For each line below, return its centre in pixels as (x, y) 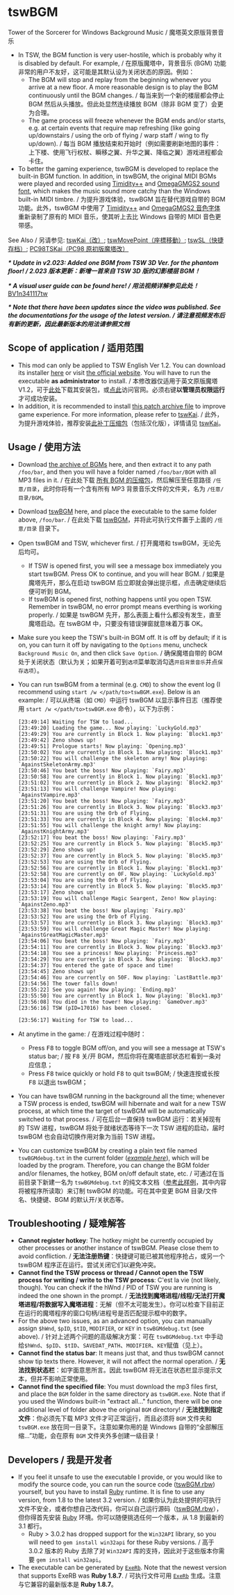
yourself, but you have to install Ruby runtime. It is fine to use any (111, 1492)
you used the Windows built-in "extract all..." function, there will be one (120, 1402)
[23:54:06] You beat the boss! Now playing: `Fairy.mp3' (102, 941)
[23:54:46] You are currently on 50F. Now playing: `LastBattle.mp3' (121, 977)
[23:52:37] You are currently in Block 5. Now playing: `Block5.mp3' (121, 856)
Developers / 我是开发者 (60, 1460)
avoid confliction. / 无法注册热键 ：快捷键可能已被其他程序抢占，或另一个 (121, 1256)
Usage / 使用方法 (44, 447)
